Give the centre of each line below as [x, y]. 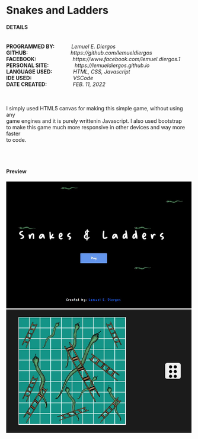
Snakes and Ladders [57, 10]
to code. [16, 140]
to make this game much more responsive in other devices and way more [96, 128]
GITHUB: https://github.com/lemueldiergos [79, 53]
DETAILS [17, 27]
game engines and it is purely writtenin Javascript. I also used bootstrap [94, 121]
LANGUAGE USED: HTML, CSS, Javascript [68, 72]
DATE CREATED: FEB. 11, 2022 [56, 84]
